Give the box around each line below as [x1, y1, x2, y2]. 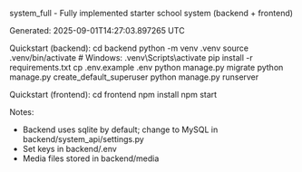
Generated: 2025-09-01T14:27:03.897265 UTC [9, 25, 185, 35]
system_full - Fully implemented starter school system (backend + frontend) [9, 8, 293, 18]
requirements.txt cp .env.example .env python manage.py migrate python [9, 62, 284, 72]
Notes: [9, 107, 34, 117]
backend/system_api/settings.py [22, 134, 145, 144]
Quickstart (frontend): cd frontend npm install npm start [9, 90, 218, 100]
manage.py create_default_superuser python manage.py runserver [9, 72, 259, 82]
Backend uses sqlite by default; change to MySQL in [22, 124, 219, 135]
